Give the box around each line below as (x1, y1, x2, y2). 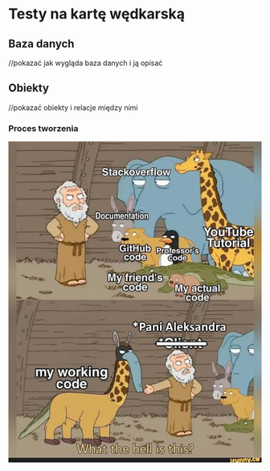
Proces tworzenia (8, 122, 79, 133)
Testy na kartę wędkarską (8, 5, 186, 23)
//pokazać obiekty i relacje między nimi (8, 102, 138, 113)
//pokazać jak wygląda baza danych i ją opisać (8, 58, 163, 68)
